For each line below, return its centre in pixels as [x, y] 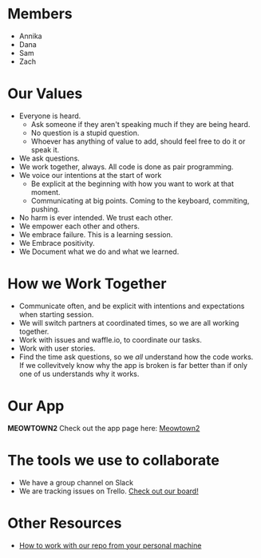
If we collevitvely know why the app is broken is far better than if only [133, 365]
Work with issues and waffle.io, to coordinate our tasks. [111, 339]
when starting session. [56, 314]
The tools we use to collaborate [114, 460]
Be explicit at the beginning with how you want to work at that [132, 184]
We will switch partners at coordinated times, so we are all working [129, 323]
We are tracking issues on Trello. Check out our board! [109, 491]
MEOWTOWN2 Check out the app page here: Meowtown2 [104, 428]
